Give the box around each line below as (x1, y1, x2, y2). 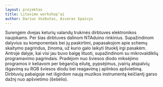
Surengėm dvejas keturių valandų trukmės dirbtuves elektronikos (5, 30, 136, 36)
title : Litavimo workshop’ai (5, 12, 65, 17)
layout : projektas (5, 7, 43, 12)
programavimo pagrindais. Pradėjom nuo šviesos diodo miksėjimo (5, 56, 139, 62)
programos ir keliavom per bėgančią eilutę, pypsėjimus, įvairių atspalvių (5, 61, 150, 66)
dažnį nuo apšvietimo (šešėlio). (5, 76, 68, 82)
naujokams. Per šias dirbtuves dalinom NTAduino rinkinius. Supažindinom (5, 35, 154, 41)
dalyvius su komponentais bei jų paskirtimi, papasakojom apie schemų (5, 40, 148, 46)
